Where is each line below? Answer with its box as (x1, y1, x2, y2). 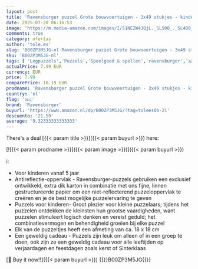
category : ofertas (6, 36, 51, 42)
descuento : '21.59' (6, 113, 54, 119)
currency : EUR (6, 69, 41, 75)
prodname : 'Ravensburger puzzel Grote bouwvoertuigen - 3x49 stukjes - (6, 86, 186, 91)
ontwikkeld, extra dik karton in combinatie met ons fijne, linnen (14, 182, 167, 189)
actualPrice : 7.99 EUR (6, 63, 62, 70)
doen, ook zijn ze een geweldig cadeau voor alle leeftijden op (14, 238, 164, 245)
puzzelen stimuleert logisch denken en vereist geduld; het (14, 214, 156, 221)
